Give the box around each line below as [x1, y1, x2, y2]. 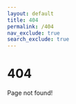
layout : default [7, 10, 54, 17]
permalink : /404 [7, 23, 54, 30]
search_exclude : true [7, 36, 70, 43]
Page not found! [7, 89, 53, 97]
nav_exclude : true [7, 29, 60, 37]
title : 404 [7, 17, 39, 24]
